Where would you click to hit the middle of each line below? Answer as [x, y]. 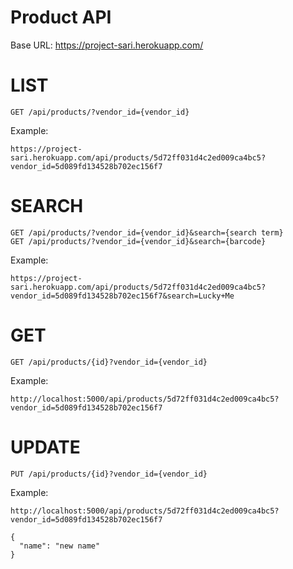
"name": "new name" [60, 546]
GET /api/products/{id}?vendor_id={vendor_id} [109, 362]
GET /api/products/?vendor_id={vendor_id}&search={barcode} [138, 241]
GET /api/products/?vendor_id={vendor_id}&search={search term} [147, 232]
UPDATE [45, 447]
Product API [61, 17]
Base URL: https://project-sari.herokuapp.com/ [107, 45]
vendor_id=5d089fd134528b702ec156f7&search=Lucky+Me [122, 296]
